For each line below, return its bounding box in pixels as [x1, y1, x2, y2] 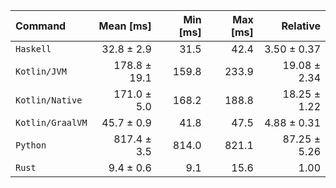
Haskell [15, 44, 52, 54]
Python [15, 140, 47, 151]
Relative [281, 19, 321, 33]
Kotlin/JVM [15, 66, 67, 77]
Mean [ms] [98, 19, 152, 33]
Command [15, 19, 67, 33]
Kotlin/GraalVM [15, 117, 88, 128]
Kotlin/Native [15, 95, 83, 106]
